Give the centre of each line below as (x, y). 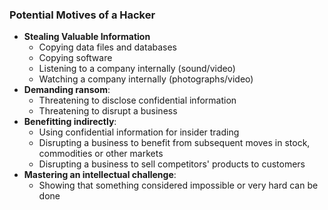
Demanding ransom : (67, 90)
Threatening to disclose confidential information (137, 100)
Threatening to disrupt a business (108, 111)
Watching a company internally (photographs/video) (146, 79)
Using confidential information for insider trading (139, 132)
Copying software (75, 58)
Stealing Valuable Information (87, 37)
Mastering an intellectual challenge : (100, 175)
